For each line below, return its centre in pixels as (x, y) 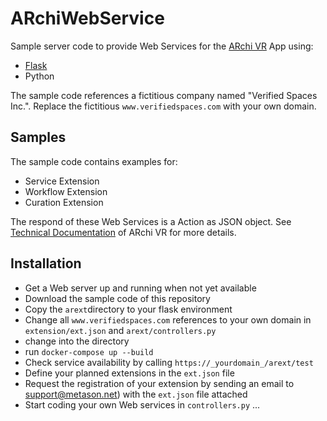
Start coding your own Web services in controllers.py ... (142, 404)
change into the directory (77, 341)
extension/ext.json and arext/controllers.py (120, 330)
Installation (46, 263)
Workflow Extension (66, 191)
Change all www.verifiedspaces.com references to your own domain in (168, 319)
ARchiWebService (87, 18)
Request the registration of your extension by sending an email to (159, 383)
